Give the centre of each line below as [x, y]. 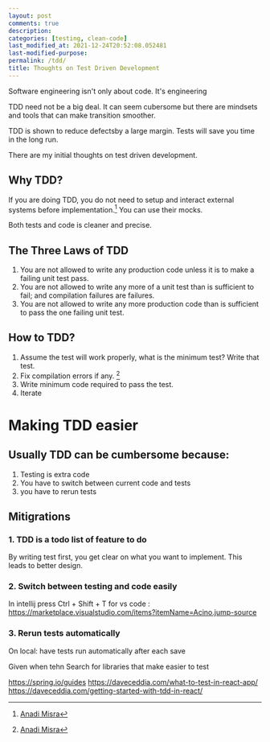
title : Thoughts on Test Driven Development [84, 68]
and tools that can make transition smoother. [82, 115]
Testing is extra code [55, 474]
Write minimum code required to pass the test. [97, 384]
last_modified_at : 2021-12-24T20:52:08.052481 [88, 46]
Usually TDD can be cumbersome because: [119, 455]
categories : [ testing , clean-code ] [68, 38]
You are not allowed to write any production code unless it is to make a [137, 270]
